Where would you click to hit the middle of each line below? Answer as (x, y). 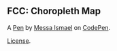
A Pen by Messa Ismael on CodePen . (59, 27)
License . (19, 41)
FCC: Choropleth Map (54, 11)
